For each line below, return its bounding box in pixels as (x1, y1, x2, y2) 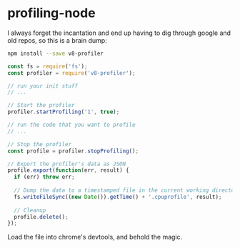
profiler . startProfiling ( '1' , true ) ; (7, 108, 120, 115)
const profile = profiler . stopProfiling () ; (7, 148, 139, 155)
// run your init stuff (7, 82, 79, 90)
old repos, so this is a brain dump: (7, 36, 107, 44)
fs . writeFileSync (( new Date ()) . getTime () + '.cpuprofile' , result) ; (14, 193, 222, 200)
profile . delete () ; (14, 213, 69, 220)
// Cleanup (14, 207, 46, 214)
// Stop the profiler (7, 140, 72, 148)
